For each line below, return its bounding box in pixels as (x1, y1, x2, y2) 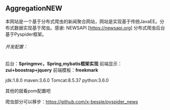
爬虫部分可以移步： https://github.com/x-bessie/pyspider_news (5, 99, 138, 105)
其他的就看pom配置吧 (5, 88, 51, 94)
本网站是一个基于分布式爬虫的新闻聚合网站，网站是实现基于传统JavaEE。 (5, 18, 160, 25)
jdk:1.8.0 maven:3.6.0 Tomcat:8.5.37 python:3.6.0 (5, 77, 109, 83)
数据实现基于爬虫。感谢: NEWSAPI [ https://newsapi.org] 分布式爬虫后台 (14, 25, 165, 31)
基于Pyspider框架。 (5, 31, 47, 37)
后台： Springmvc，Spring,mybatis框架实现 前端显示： (5, 61, 122, 67)
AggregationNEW (5, 4, 62, 13)
